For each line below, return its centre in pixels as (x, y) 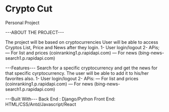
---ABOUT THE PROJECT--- (35, 32)
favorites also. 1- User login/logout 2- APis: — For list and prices (72, 78)
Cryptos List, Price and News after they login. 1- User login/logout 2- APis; (82, 47)
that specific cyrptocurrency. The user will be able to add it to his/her (77, 73)
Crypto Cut (29, 9)
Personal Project (22, 23)
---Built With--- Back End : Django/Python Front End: (60, 99)
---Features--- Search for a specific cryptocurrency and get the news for (81, 68)
